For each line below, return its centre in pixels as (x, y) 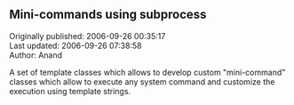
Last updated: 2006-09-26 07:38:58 (75, 45)
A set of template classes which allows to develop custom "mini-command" (147, 72)
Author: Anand (36, 55)
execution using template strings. (70, 91)
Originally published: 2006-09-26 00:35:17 (87, 36)
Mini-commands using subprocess (108, 15)
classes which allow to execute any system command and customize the (142, 81)
